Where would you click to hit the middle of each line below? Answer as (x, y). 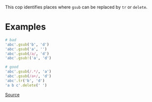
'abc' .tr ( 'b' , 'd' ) (25, 80)
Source (12, 95)
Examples (25, 27)
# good (12, 67)
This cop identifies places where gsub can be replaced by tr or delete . (76, 7)
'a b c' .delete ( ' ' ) (26, 85)
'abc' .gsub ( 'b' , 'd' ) (27, 44)
